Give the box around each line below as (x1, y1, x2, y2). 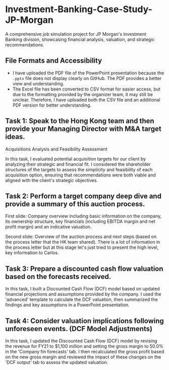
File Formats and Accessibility (5, 57, 102, 65)
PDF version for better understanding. (12, 102, 92, 108)
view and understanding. (12, 80, 65, 86)
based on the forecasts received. (5, 272, 111, 281)
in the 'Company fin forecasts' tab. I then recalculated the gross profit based (5, 349, 164, 354)
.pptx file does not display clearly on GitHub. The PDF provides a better (12, 75, 162, 81)
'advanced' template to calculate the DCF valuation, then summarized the (5, 297, 158, 303)
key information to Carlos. (5, 250, 59, 256)
